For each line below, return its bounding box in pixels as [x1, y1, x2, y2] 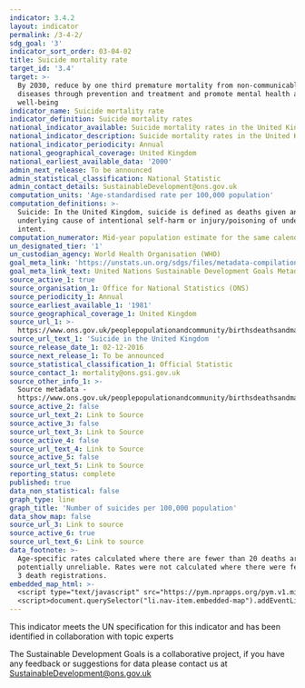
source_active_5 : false [9, 453, 100, 462]
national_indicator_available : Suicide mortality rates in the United [9, 124, 282, 133]
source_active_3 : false [9, 419, 100, 428]
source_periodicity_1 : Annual [9, 292, 124, 301]
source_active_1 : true [9, 275, 95, 284]
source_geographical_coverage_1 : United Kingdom [9, 309, 197, 318]
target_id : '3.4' [9, 65, 75, 74]
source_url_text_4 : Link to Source [9, 444, 144, 454]
